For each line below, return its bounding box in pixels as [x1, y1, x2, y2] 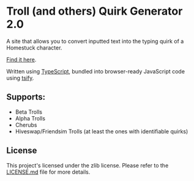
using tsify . [6, 74, 34, 81]
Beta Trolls [15, 108, 43, 116]
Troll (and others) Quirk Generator [6, 4, 183, 18]
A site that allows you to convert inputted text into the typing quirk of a [6, 37, 184, 45]
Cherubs [15, 121, 37, 128]
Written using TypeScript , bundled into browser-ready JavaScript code [6, 67, 185, 75]
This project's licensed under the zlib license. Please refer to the [6, 161, 169, 169]
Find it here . [6, 56, 37, 63]
